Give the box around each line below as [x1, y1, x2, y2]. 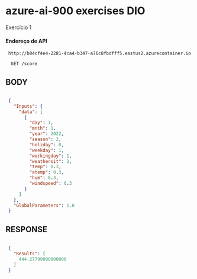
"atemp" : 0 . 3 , [29, 169, 64, 175]
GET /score [11, 61, 38, 67]
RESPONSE [5, 224, 48, 235]
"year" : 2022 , [29, 131, 64, 137]
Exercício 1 [5, 24, 32, 31]
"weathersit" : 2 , [29, 158, 72, 164]
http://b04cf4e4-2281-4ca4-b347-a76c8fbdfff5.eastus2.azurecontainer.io [8, 50, 192, 57]
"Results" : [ [13, 251, 46, 257]
